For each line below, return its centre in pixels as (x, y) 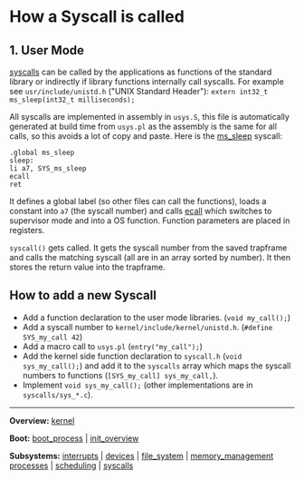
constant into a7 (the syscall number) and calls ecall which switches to (141, 211)
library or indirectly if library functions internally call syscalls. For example (147, 82)
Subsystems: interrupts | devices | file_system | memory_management (142, 456)
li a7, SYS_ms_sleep (48, 169)
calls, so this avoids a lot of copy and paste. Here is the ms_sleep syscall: (146, 136)
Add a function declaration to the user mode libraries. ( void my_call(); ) (157, 317)
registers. (27, 230)
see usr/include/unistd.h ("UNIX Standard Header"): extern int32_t (139, 91)
